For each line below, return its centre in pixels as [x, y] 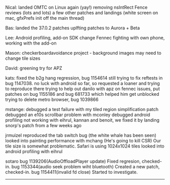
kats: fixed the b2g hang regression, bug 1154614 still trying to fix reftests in [84, 78]
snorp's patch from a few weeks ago [44, 125]
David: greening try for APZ [34, 68]
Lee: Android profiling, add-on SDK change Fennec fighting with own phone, [85, 38]
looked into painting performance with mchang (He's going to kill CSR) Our [83, 141]
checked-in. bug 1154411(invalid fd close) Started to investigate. [72, 172]
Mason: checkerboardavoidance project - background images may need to [83, 53]
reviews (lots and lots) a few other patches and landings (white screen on [82, 13]
